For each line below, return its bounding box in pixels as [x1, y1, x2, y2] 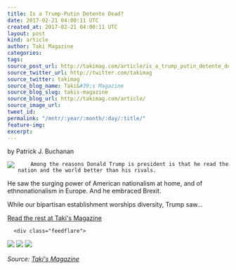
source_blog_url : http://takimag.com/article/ [7, 96, 146, 103]
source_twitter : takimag [7, 75, 80, 83]
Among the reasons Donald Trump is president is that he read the [30, 161, 229, 168]
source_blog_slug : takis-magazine [7, 89, 109, 96]
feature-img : [7, 121, 46, 129]
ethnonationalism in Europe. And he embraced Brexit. [7, 187, 162, 195]
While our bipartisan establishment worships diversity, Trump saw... [7, 200, 203, 209]
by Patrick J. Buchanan [7, 147, 74, 155]
